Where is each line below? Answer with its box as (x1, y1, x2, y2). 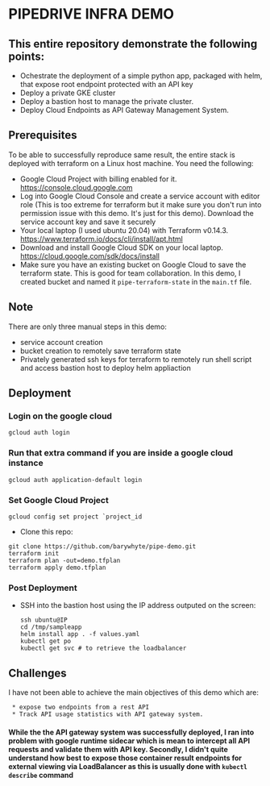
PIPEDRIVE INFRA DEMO (8, 5, 175, 23)
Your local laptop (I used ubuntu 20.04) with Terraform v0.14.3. (19, 225, 229, 235)
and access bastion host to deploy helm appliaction (19, 363, 192, 372)
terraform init (8, 549, 60, 557)
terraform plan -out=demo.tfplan (8, 556, 121, 564)
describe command (8, 770, 74, 780)
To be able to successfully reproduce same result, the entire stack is (8, 150, 235, 160)
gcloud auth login (8, 429, 70, 437)
